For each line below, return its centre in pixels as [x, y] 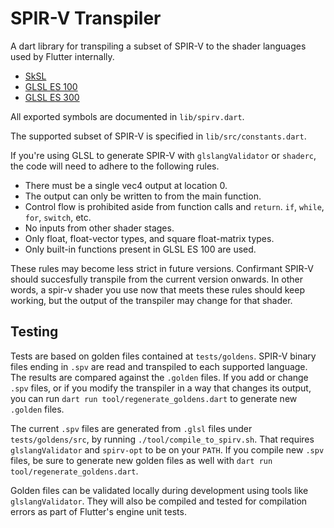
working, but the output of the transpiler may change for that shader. [151, 300]
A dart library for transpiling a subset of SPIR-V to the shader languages [158, 46]
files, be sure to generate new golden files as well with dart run [141, 460]
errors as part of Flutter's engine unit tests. [98, 511]
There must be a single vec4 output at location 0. [126, 185]
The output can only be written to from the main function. [143, 196]
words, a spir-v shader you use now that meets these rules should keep [157, 289]
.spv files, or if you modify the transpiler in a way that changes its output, [161, 388]
